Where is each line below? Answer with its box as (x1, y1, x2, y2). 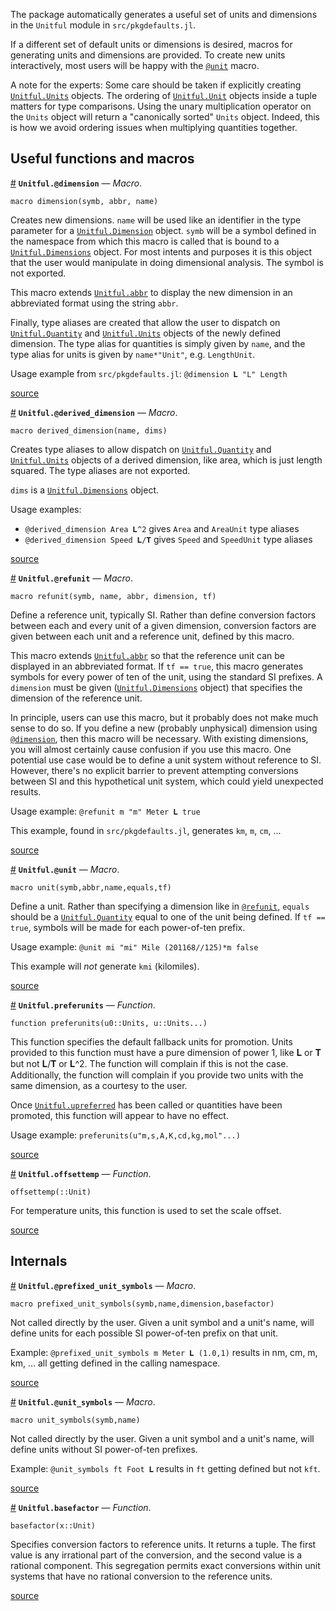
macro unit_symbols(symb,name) (10, 1415, 141, 1425)
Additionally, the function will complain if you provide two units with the (10, 1069, 304, 1081)
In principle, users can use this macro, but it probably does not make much (10, 711, 319, 723)
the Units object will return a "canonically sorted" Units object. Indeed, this (10, 111, 320, 123)
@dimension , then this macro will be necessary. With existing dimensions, (10, 732, 309, 744)
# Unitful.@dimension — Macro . (10, 177, 143, 189)
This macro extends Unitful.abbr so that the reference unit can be (10, 649, 285, 661)
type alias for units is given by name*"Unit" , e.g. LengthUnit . (10, 348, 256, 360)
